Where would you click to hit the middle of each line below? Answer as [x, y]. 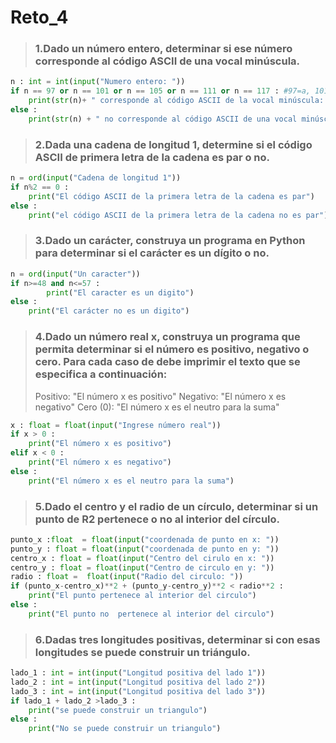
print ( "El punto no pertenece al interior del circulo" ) [151, 614]
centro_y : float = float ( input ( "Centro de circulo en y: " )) [142, 567]
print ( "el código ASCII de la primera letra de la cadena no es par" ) [178, 215]
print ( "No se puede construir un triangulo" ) [125, 729]
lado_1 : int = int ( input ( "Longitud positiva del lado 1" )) [138, 673]
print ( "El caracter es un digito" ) [120, 292]
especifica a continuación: [101, 374]
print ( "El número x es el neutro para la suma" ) [131, 481]
